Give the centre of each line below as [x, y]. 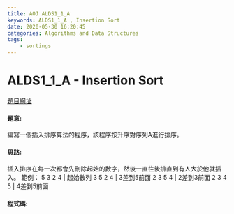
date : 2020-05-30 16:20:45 [46, 26]
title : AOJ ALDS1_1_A [39, 14]
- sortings [36, 46]
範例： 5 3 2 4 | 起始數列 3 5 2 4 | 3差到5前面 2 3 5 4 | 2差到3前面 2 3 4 [124, 178]
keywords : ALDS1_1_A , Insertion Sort [64, 20]
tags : [15, 40]
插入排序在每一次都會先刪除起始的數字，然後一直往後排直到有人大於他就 [111, 169]
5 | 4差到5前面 [28, 186]
